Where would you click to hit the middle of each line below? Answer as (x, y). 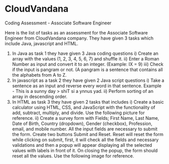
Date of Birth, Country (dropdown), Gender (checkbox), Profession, (82, 123)
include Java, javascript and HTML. (41, 43)
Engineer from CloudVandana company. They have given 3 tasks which (79, 38)
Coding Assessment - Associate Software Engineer (58, 23)
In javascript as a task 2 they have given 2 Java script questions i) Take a (88, 80)
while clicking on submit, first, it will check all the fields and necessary (85, 140)
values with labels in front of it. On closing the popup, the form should (85, 150)
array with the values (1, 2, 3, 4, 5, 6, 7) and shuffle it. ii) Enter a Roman (86, 58)
